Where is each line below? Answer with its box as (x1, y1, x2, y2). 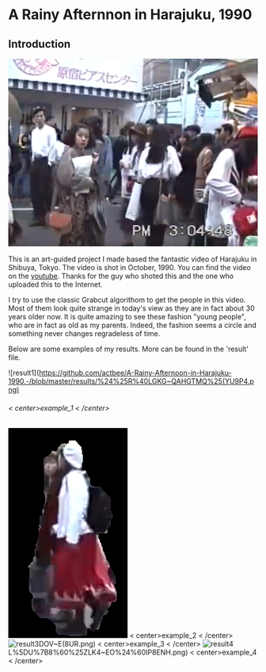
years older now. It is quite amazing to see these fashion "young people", (8, 312, 247, 321)
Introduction (8, 37, 71, 51)
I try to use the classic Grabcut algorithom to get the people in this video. (8, 295, 246, 304)
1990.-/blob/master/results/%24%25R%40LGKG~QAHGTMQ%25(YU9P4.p (8, 377, 255, 386)
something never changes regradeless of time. (8, 329, 161, 338)
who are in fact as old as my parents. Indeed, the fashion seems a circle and (8, 320, 257, 330)
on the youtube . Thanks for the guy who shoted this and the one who (8, 272, 234, 280)
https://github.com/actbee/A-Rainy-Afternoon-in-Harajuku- (39, 368, 232, 377)
